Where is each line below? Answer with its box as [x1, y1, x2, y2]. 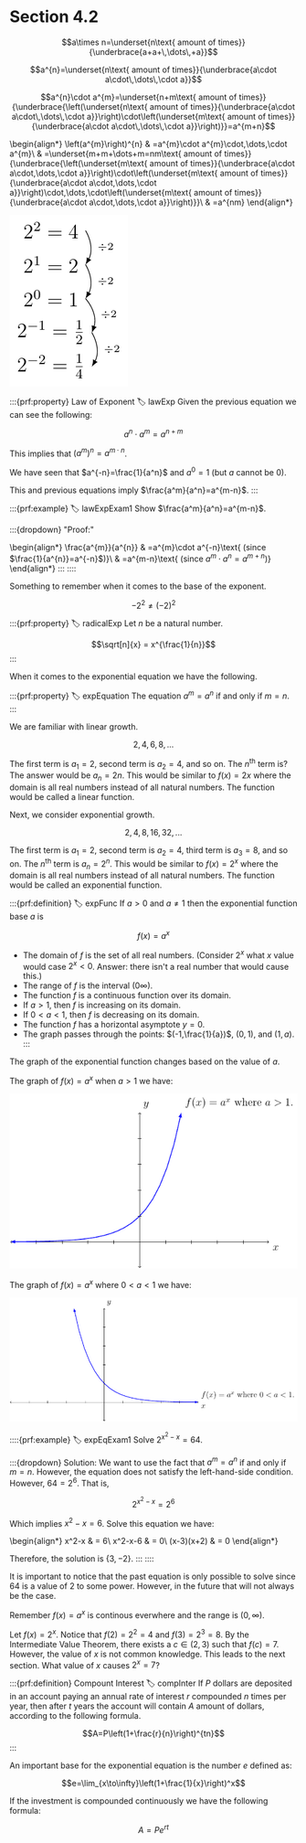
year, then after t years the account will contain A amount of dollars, [9, 1700, 265, 1711]
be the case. [9, 1591, 57, 1602]
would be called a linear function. [9, 792, 135, 803]
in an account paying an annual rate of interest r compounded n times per [9, 1691, 287, 1702]
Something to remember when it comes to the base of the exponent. [9, 581, 267, 591]
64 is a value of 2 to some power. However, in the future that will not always [9, 1581, 295, 1592]
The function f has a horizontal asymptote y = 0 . [22, 1019, 206, 1030]
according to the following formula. [9, 1710, 142, 1721]
